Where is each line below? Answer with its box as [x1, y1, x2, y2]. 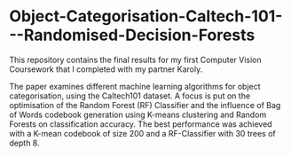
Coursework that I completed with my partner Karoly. [9, 64, 203, 75]
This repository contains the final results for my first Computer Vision [9, 54, 262, 65]
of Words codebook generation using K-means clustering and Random [9, 109, 267, 120]
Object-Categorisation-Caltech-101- [9, 6, 283, 27]
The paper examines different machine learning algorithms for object [9, 81, 261, 91]
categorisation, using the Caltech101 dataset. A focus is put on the [9, 90, 251, 101]
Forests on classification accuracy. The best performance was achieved [9, 118, 272, 130]
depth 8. [9, 137, 40, 148]
